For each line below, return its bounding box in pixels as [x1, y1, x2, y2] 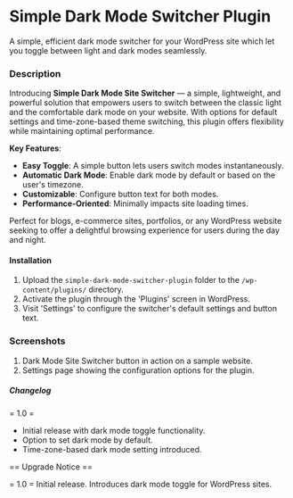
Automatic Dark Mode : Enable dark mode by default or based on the [21, 170, 276, 180]
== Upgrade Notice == [9, 461, 94, 472]
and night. [9, 235, 46, 245]
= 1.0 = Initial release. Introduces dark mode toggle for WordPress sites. [9, 478, 273, 489]
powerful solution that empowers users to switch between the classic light [9, 97, 282, 108]
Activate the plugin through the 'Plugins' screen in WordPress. [21, 294, 251, 304]
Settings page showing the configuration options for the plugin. [21, 364, 255, 376]
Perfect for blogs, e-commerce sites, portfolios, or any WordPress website [9, 216, 282, 227]
